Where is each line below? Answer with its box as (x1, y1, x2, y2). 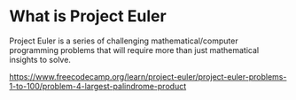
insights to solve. (9, 54, 71, 65)
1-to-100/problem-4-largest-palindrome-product (9, 81, 187, 91)
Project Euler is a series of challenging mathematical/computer (9, 35, 238, 46)
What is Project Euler (9, 6, 167, 27)
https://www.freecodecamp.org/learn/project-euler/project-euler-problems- (9, 71, 287, 81)
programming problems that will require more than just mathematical (9, 44, 260, 55)
